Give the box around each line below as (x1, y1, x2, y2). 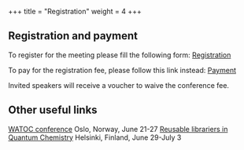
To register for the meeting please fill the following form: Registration (8, 50, 231, 60)
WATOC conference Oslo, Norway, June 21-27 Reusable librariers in (8, 124, 228, 134)
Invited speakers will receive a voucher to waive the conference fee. (8, 80, 230, 90)
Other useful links (8, 104, 98, 117)
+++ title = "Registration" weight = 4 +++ (8, 7, 142, 16)
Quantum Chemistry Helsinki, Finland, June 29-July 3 (8, 133, 182, 142)
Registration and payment (8, 29, 139, 42)
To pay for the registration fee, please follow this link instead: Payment (8, 65, 236, 75)
